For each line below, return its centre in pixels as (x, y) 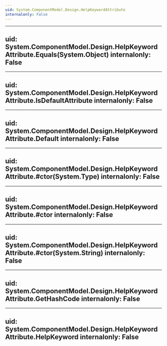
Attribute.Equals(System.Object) (57, 54)
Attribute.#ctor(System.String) (54, 253)
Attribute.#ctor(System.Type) (52, 177)
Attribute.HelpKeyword (42, 337)
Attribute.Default (32, 139)
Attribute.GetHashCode (42, 299)
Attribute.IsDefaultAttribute (49, 101)
